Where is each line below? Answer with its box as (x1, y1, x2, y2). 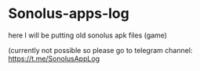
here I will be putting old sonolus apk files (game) (8, 30, 167, 40)
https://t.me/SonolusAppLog (8, 54, 100, 63)
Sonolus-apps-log (8, 5, 129, 23)
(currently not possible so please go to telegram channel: (8, 45, 193, 55)
